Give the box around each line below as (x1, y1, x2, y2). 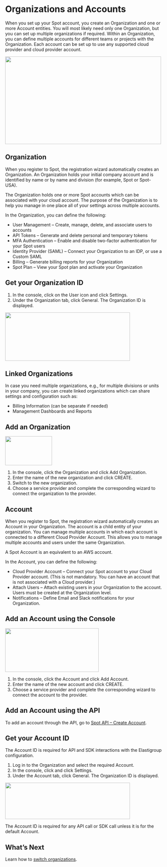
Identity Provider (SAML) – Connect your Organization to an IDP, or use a (12, 248, 162, 254)
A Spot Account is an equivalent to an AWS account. (5, 549, 113, 555)
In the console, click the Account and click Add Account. (12, 676, 129, 682)
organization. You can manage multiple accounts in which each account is (5, 529, 158, 535)
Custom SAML (12, 253, 42, 259)
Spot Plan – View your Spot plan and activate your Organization (12, 264, 143, 270)
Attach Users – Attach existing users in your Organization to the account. (12, 585, 162, 590)
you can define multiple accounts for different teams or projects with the (5, 36, 154, 42)
